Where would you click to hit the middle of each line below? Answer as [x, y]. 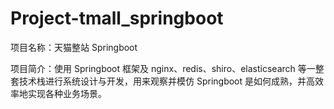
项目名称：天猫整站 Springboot [74, 47]
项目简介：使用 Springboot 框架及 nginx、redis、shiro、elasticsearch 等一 [163, 68]
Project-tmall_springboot [117, 18]
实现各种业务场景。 [67, 93]
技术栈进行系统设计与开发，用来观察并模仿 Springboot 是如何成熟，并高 [167, 81]
